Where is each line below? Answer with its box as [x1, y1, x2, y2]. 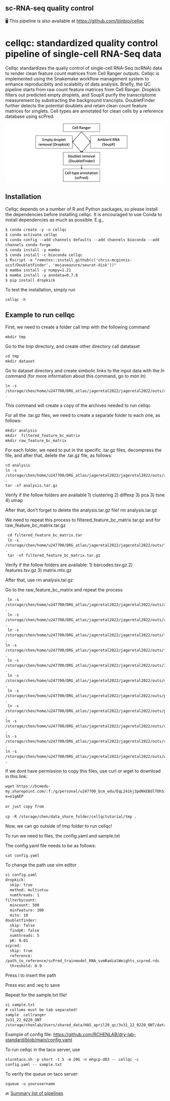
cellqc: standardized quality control [5, 37, 158, 49]
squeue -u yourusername [5, 1081, 56, 1087]
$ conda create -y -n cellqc [5, 227, 67, 232]
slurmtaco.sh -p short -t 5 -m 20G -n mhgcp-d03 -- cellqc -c [5, 1057, 139, 1062]
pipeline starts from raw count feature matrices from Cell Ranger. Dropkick [5, 86, 161, 93]
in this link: [5, 774, 28, 780]
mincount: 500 [10, 903, 39, 908]
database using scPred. [5, 113, 55, 119]
